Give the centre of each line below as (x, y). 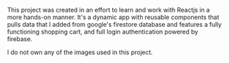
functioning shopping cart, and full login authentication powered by (103, 32)
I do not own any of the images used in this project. (80, 52)
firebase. (20, 39)
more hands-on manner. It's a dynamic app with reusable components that (113, 17)
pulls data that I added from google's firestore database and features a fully (114, 24)
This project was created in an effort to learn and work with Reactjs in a (109, 10)
